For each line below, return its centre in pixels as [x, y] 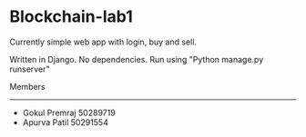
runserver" [30, 69]
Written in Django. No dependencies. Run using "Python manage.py [137, 59]
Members [27, 86]
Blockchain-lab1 [71, 17]
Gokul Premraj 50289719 [69, 113]
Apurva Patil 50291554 [66, 122]
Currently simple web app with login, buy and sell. [103, 42]
